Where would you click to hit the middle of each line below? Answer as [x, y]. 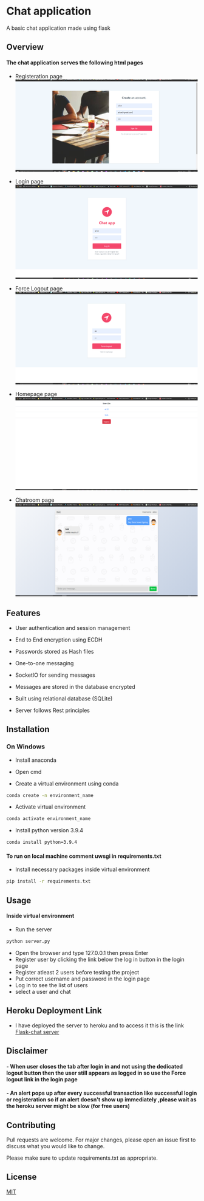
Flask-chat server [37, 1032]
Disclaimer [27, 1051]
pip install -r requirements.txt [49, 881]
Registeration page [39, 76]
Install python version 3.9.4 [49, 830]
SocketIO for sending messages [55, 675]
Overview [25, 47]
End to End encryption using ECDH [59, 640]
